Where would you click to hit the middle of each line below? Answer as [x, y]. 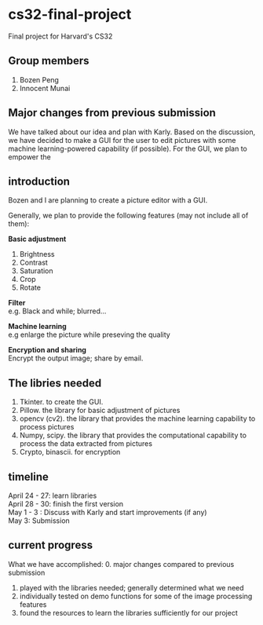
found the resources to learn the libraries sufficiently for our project [128, 612]
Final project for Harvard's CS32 [60, 36]
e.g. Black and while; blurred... [57, 311]
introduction [39, 181]
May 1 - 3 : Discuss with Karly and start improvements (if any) [108, 512]
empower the [29, 157]
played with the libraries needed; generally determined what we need [132, 587]
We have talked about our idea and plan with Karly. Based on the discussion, [132, 132]
